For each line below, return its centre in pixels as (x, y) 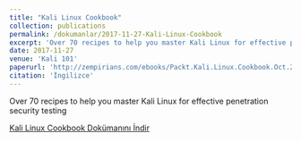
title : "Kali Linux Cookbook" (66, 17)
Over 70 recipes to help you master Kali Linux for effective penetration (139, 101)
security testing (38, 110)
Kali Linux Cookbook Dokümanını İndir (80, 128)
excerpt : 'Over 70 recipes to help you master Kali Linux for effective (148, 42)
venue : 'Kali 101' (43, 59)
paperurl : (28, 68)
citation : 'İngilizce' (52, 76)
